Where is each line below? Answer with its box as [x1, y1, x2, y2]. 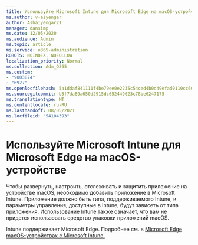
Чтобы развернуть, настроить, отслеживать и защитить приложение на [6, 183, 187, 190]
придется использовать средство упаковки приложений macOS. [6, 214, 170, 221]
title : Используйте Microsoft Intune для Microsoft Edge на [6, 8, 157, 15]
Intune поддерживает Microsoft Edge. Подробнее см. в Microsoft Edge [6, 226, 183, 233]
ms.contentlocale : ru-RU [6, 102, 67, 108]
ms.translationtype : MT [6, 96, 65, 102]
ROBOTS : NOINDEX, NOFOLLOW [6, 53, 72, 58]
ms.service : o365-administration [6, 47, 88, 53]
